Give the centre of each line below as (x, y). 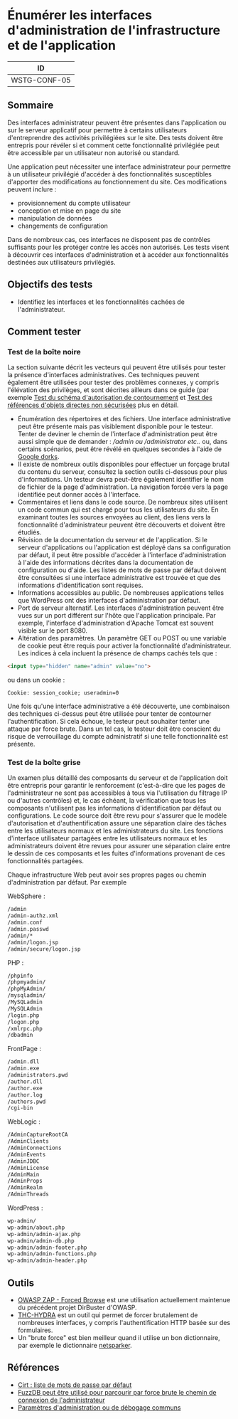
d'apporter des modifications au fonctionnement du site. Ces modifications (117, 181)
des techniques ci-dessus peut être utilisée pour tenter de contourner (109, 714)
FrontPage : (24, 1049)
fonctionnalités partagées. (45, 861)
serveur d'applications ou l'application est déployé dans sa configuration (124, 547)
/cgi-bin (20, 1108)
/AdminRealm (25, 1188)
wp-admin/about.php (36, 1228)
